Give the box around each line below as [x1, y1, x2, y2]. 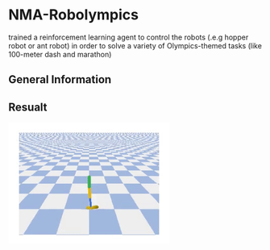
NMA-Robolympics [8, 6, 139, 24]
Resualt [8, 100, 48, 114]
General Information [8, 73, 112, 86]
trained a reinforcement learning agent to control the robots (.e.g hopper [8, 32, 249, 42]
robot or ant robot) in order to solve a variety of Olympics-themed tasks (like [8, 40, 262, 50]
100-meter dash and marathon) [8, 49, 112, 59]
